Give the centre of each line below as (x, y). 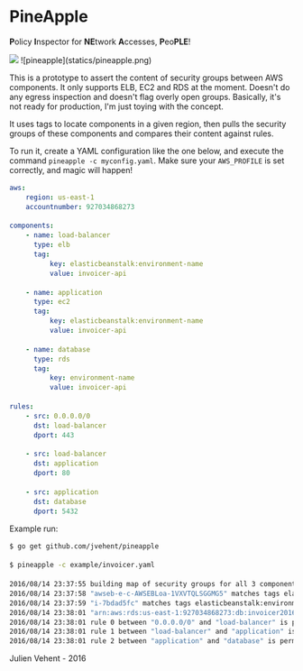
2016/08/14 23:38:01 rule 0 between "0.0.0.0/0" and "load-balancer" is (149, 622)
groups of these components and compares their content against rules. (142, 133)
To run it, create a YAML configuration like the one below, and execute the (147, 151)
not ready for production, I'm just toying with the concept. (116, 106)
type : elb (51, 245)
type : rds (51, 359)
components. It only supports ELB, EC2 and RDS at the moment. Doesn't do (150, 87)
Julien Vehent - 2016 (48, 658)
